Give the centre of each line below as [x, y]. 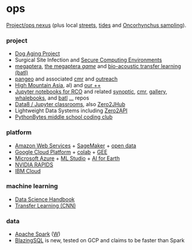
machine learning [32, 186]
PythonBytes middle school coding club [64, 117]
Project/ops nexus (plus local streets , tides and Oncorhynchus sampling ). [96, 25]
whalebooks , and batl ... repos [52, 98]
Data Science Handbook [45, 199]
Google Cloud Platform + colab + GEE [61, 152]
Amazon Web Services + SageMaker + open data [75, 146]
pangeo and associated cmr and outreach [66, 79]
